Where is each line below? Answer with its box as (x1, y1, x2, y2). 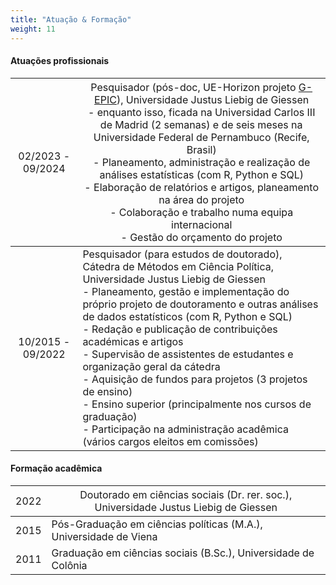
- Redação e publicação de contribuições (82, 322, 278, 336)
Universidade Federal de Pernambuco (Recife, (93, 130, 310, 144)
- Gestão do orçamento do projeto (120, 230, 283, 244)
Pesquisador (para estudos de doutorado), (82, 247, 283, 261)
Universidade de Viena (51, 529, 158, 543)
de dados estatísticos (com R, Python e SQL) (82, 309, 293, 323)
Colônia (51, 558, 88, 572)
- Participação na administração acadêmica (82, 422, 289, 436)
